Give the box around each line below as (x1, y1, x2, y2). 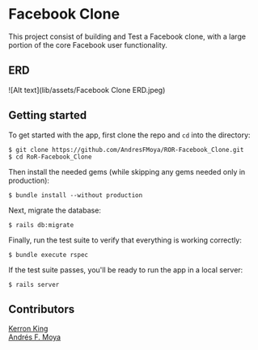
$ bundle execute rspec (8, 251, 89, 259)
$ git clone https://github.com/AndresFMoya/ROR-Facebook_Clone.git (8, 145, 244, 154)
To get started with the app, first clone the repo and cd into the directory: (8, 130, 251, 140)
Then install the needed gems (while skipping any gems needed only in (8, 167, 246, 176)
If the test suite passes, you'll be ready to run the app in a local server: (8, 264, 243, 275)
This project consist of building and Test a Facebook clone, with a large (8, 32, 247, 41)
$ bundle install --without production (8, 191, 143, 199)
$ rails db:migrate (8, 221, 74, 229)
